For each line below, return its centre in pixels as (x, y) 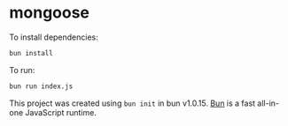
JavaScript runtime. (61, 112)
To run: (22, 70)
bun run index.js (41, 86)
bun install (31, 53)
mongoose (50, 13)
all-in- (268, 103)
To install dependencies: (54, 37)
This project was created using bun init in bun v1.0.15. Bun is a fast (132, 103)
